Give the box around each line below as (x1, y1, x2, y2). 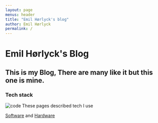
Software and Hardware (5, 112, 55, 118)
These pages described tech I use (22, 103, 94, 109)
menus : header (5, 12, 35, 17)
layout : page (5, 7, 33, 13)
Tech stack (5, 91, 33, 98)
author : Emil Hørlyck (5, 21, 51, 27)
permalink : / (5, 26, 33, 31)
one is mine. (5, 76, 45, 85)
